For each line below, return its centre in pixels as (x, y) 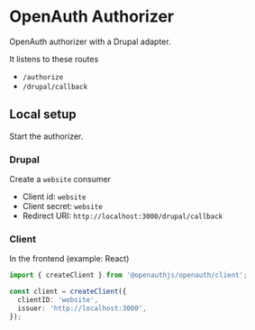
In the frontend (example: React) (69, 259)
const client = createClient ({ (68, 292)
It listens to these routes (54, 59)
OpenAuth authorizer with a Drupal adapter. (90, 41)
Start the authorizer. (46, 136)
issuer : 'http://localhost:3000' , (82, 308)
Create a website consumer (60, 179)
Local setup (43, 115)
